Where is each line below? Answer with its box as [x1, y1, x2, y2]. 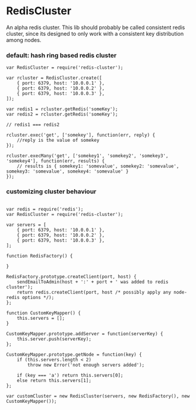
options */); [21, 294, 55, 300]
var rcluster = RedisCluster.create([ [6, 75, 102, 81]
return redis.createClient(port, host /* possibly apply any [17, 289, 171, 295]
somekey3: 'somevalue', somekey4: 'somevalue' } [6, 169, 129, 174]
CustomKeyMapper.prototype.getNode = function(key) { [6, 351, 143, 357]
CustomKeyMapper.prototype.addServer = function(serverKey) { [6, 330, 163, 336]
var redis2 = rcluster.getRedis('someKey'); [6, 112, 118, 117]
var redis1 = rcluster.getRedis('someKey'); [6, 106, 118, 112]
